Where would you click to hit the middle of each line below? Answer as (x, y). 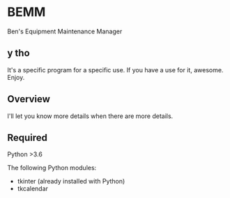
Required (27, 137)
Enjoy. (16, 77)
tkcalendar (33, 189)
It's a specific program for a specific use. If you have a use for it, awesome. (115, 69)
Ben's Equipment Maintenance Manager (65, 31)
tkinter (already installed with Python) (71, 181)
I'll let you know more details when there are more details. (90, 116)
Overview (29, 99)
